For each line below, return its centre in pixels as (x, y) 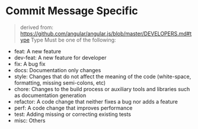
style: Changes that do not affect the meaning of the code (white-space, (103, 76)
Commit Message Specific (72, 11)
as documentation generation (50, 95)
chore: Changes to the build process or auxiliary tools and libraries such (102, 89)
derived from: (37, 27)
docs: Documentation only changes (58, 70)
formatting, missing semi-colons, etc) (60, 83)
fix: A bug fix (30, 64)
